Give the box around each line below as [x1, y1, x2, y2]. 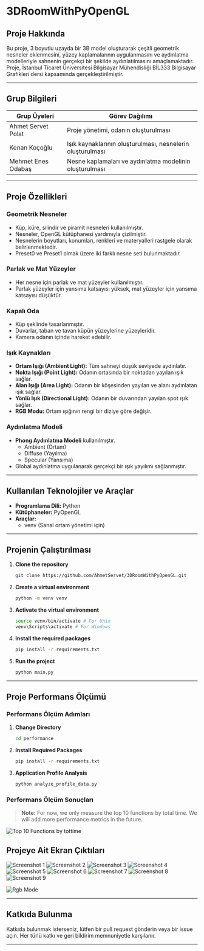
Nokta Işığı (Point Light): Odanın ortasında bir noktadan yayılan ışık [15, 369, 184, 376]
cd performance [15, 736, 54, 742]
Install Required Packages [15, 747, 83, 754]
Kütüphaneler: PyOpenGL [15, 508, 81, 516]
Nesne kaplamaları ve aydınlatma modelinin [66, 157, 191, 165]
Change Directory [15, 724, 61, 731]
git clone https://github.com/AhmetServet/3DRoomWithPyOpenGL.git [15, 573, 187, 579]
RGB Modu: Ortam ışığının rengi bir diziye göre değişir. [15, 407, 152, 415]
